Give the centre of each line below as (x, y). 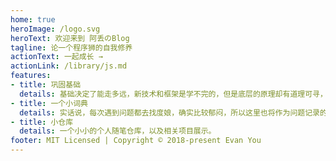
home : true (33, 19)
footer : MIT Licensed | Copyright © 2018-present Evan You (136, 141)
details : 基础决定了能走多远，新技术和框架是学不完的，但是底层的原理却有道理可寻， (173, 94)
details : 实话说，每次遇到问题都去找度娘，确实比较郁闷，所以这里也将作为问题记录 (169, 112)
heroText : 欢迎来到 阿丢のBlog (70, 38)
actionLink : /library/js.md (69, 66)
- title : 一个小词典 (49, 103)
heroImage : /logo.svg (55, 29)
